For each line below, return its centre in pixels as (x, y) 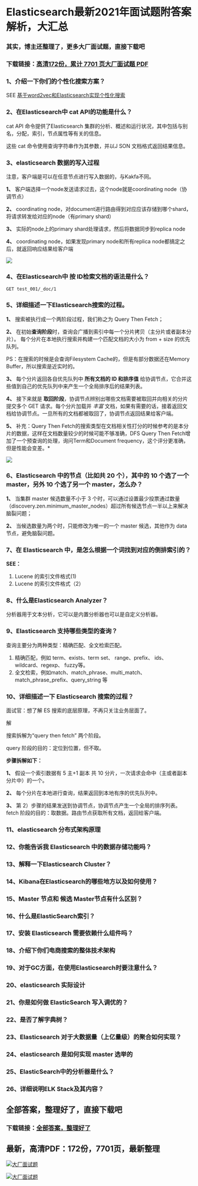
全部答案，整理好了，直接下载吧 (64, 1110)
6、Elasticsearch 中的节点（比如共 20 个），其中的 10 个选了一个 (98, 476)
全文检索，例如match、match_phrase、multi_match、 (80, 672)
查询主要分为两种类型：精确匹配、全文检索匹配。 (65, 645)
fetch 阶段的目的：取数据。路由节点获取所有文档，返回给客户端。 (85, 813)
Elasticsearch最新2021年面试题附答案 (99, 12)
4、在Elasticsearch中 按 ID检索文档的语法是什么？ (78, 276)
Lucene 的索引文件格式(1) (45, 576)
